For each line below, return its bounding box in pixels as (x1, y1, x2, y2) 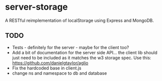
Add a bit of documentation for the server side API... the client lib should (12, 49, 158, 55)
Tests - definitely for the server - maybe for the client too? (12, 44, 129, 50)
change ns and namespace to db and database (12, 70, 107, 76)
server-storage (5, 1, 68, 13)
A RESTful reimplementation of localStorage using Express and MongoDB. (5, 17, 154, 23)
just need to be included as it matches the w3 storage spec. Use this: (12, 55, 151, 61)
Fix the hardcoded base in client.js (12, 65, 81, 71)
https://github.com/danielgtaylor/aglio (12, 60, 89, 65)
